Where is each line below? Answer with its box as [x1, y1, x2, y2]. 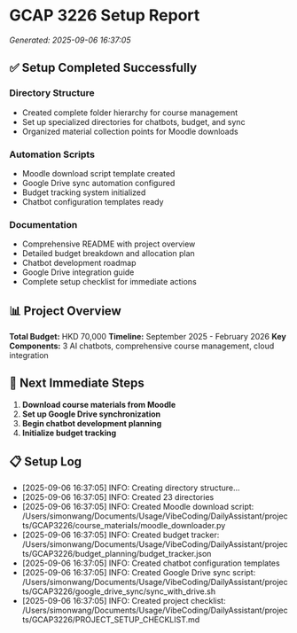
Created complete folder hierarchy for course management [21, 107, 238, 118]
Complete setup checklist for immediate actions [21, 277, 197, 287]
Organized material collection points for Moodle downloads [21, 126, 238, 137]
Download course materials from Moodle [21, 399, 176, 410]
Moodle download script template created [21, 168, 176, 178]
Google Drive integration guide [21, 267, 135, 277]
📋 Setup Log [9, 454, 82, 470]
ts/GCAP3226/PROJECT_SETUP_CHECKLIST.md [21, 613, 200, 625]
